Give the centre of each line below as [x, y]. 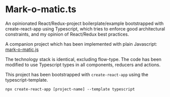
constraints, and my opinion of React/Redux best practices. [67, 34]
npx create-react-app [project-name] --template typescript [70, 89]
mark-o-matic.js [22, 49]
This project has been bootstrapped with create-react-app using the [77, 74]
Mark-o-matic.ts [41, 9]
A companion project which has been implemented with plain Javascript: [81, 44]
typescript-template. [27, 80]
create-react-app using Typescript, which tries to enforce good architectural [85, 28]
